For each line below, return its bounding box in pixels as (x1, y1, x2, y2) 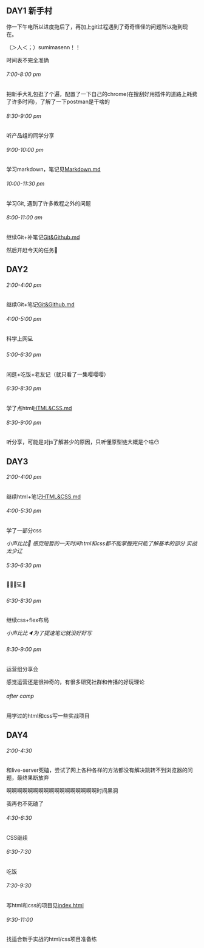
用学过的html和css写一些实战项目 (6, 712, 90, 719)
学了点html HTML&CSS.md (6, 405, 72, 412)
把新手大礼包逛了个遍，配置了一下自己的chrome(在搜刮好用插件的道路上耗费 (6, 91, 198, 98)
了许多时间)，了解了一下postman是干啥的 (6, 98, 110, 105)
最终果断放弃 (16, 774, 49, 781)
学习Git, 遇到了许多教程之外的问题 (6, 199, 91, 207)
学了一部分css (6, 527, 42, 534)
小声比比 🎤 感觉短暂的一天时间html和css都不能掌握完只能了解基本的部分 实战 (6, 540, 197, 547)
